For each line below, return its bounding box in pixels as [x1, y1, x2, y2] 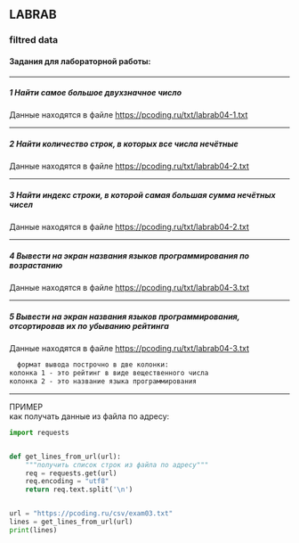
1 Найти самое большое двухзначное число [9, 87, 182, 98]
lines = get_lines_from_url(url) [9, 517, 133, 527]
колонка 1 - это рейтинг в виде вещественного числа [9, 369, 209, 378]
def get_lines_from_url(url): [9, 452, 122, 461]
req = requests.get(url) [25, 468, 117, 478]
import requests [9, 428, 69, 437]
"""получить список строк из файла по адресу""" [25, 460, 209, 469]
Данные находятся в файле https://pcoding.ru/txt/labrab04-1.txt [9, 110, 248, 120]
